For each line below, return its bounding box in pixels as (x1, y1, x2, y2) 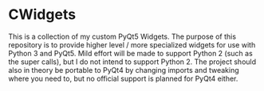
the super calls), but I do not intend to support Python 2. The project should (8, 57, 257, 66)
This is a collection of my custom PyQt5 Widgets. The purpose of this (8, 32, 237, 41)
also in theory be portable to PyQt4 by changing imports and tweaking (8, 65, 239, 74)
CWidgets (8, 6, 77, 24)
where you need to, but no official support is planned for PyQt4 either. (8, 74, 238, 83)
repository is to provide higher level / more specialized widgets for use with (8, 40, 256, 49)
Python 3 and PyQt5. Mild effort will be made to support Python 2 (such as (8, 48, 253, 58)
